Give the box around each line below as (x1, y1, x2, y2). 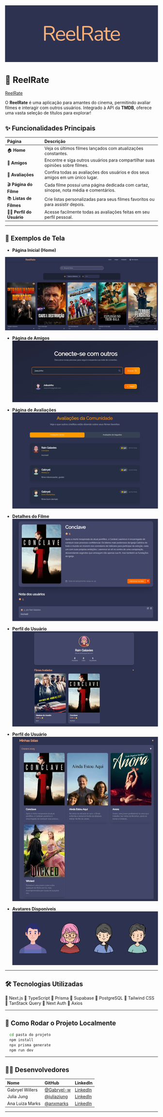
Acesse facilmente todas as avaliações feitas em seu (44, 209, 150, 215)
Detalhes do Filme (12, 514, 49, 519)
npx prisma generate (9, 1042, 51, 1048)
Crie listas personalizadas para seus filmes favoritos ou (44, 196, 155, 202)
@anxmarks (44, 1101, 69, 1106)
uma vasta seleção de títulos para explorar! (5, 110, 91, 116)
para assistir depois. (44, 201, 85, 207)
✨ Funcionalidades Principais (5, 124, 96, 132)
